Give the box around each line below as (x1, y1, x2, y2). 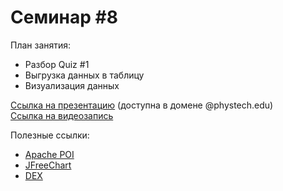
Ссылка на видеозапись (10, 109, 114, 121)
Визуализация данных (24, 79, 120, 91)
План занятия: (10, 39, 72, 51)
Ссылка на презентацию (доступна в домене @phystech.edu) (10, 99, 274, 111)
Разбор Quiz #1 (24, 58, 90, 70)
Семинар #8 (10, 6, 118, 29)
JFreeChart (24, 159, 72, 171)
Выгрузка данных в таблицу (24, 69, 145, 81)
